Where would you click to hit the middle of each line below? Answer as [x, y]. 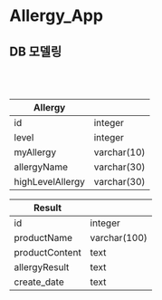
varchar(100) [119, 237]
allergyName [41, 167]
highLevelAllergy [50, 181]
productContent [48, 252]
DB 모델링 [35, 51]
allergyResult [42, 266]
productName [43, 237]
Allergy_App [57, 16]
